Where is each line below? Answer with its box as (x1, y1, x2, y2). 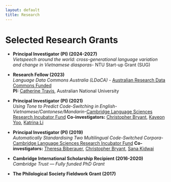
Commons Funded (12, 83, 52, 89)
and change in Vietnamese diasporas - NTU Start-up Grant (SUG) (12, 62, 151, 68)
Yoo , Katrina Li (12, 119, 44, 125)
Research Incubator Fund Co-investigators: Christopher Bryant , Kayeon (12, 114, 165, 120)
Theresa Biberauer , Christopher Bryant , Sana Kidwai (44, 146, 154, 152)
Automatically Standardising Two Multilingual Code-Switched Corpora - (12, 135, 163, 141)
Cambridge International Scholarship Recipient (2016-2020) (12, 155, 143, 162)
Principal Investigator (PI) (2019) (12, 129, 83, 136)
